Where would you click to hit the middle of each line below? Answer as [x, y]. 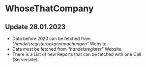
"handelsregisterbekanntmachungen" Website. [60, 44]
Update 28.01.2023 [35, 27]
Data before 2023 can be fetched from [51, 38]
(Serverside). [26, 59]
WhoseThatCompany [49, 9]
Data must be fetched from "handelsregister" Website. [67, 49]
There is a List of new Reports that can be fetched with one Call [77, 54]
